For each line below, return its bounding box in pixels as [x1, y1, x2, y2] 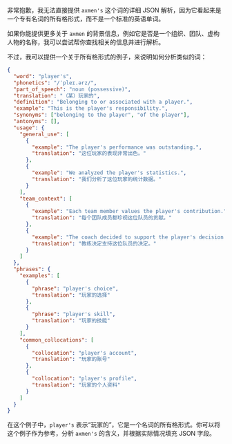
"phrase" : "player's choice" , [32, 285, 119, 292]
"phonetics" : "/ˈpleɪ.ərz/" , [13, 79, 97, 86]
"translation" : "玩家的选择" [32, 291, 110, 299]
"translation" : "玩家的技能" [32, 317, 110, 324]
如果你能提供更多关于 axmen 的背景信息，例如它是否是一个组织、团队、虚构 [7, 30, 220, 37]
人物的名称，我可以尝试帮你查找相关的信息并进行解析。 [7, 38, 164, 46]
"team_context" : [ [19, 195, 72, 202]
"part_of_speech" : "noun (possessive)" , [13, 86, 131, 93]
